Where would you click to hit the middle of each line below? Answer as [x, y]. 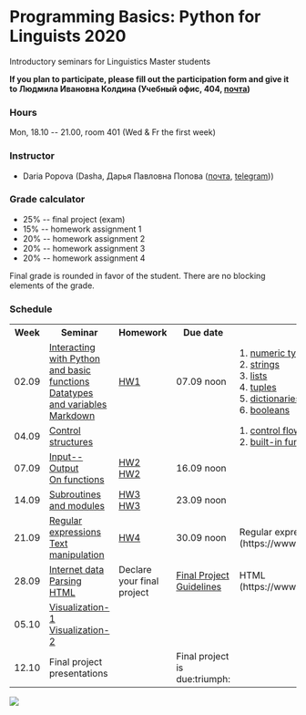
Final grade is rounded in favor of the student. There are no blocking [138, 275]
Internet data [76, 570]
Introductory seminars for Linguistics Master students [110, 61]
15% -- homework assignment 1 [82, 229]
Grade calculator [47, 200]
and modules [76, 506]
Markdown [72, 416]
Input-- [66, 457]
